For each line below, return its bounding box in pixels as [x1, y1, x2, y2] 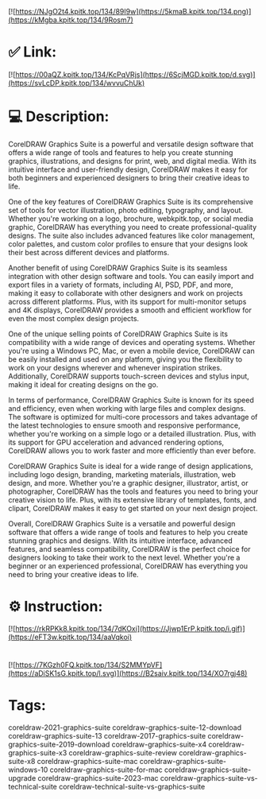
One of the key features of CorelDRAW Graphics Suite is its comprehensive [8, 196, 254, 206]
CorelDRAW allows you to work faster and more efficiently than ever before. [8, 445, 256, 456]
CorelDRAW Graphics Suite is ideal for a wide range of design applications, [8, 461, 253, 471]
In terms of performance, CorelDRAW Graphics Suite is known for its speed [8, 395, 254, 405]
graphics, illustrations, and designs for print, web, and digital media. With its [8, 156, 256, 165]
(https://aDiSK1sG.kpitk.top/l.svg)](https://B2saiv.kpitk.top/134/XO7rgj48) [8, 669, 248, 678]
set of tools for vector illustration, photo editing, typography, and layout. [8, 205, 244, 215]
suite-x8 [8, 756, 36, 766]
